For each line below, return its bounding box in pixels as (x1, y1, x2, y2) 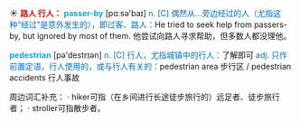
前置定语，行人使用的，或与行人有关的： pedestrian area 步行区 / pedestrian (9, 61, 292, 71)
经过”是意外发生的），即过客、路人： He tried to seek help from (21, 19, 253, 30)
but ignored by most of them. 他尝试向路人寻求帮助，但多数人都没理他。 (22, 31, 292, 41)
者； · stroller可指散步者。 (9, 103, 106, 113)
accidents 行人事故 (9, 72, 80, 83)
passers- (254, 19, 287, 30)
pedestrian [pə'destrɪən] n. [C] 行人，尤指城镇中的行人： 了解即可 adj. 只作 (9, 50, 287, 61)
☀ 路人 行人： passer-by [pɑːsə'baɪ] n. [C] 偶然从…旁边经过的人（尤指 (9, 8, 274, 18)
